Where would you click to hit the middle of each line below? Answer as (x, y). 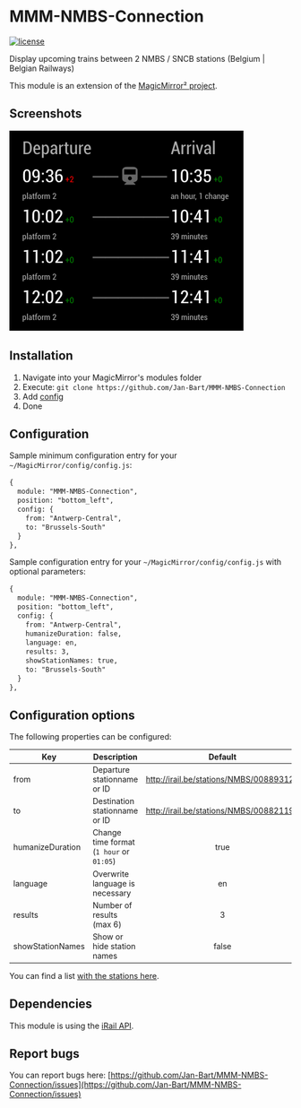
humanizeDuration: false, (74, 634)
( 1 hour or (111, 852)
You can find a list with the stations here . (84, 975)
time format (114, 842)
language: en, (52, 643)
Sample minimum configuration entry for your (93, 455)
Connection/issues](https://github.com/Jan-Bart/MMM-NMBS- (125, 1085)
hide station (114, 947)
